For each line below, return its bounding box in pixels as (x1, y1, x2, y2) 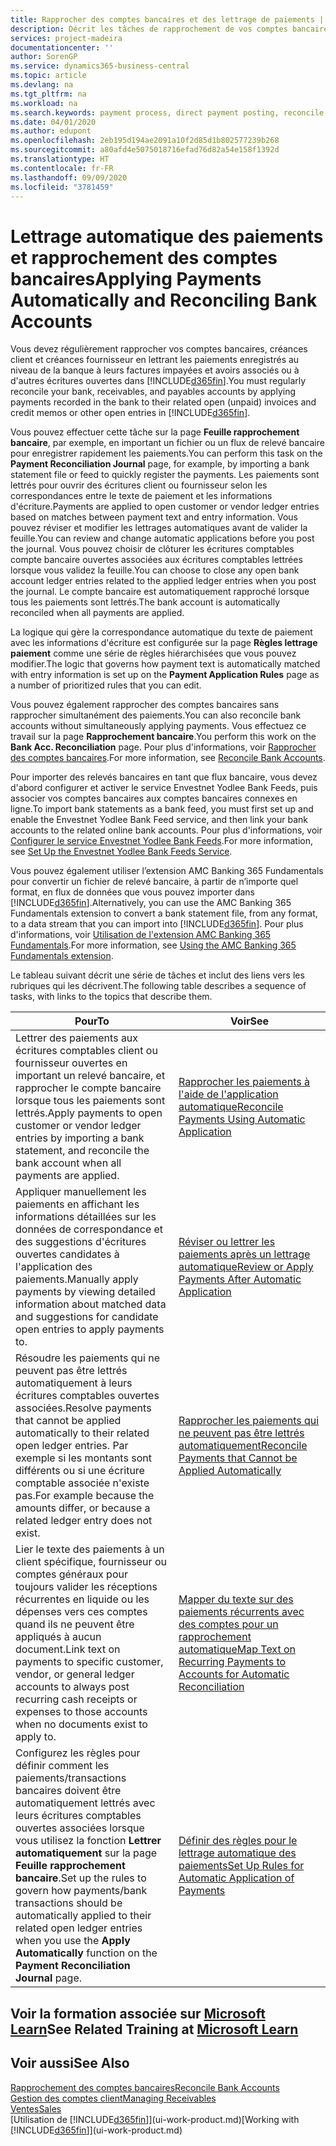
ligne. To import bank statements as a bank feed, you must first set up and (10, 803, 314, 815)
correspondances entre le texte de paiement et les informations (10, 490, 273, 502)
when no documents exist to (15, 1717, 148, 1731)
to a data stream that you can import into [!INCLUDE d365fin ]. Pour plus (10, 918, 304, 930)
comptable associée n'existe (15, 1476, 150, 1490)
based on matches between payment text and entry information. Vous (10, 511, 299, 523)
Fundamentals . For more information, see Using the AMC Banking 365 (10, 939, 297, 951)
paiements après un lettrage (178, 1247, 311, 1261)
